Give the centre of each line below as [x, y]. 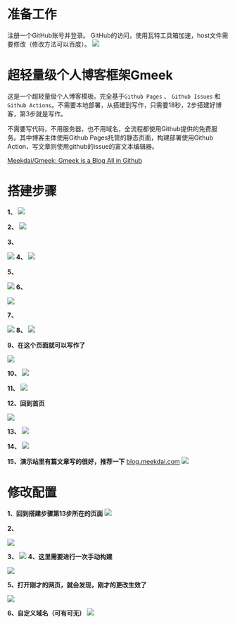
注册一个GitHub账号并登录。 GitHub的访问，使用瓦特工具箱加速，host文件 [115, 35]
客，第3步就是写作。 [37, 114]
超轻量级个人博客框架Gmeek [90, 75]
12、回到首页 [26, 403]
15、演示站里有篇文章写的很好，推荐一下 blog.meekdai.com [94, 461]
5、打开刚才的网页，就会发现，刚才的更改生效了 [77, 585]
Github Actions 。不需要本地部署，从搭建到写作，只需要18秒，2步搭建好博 [115, 105]
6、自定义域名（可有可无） [46, 613]
